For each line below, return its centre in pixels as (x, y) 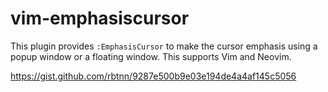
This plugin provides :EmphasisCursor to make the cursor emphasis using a (164, 46)
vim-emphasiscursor (100, 18)
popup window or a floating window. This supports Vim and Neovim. (151, 56)
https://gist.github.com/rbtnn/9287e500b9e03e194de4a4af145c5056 (153, 76)
